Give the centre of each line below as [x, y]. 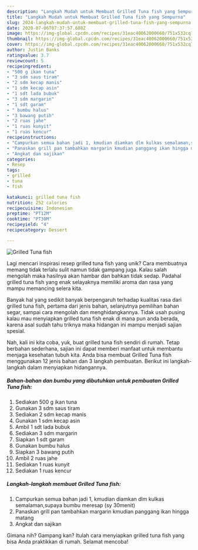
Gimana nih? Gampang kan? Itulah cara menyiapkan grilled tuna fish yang [95, 535]
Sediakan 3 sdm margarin [46, 433]
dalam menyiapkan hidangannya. [67, 367]
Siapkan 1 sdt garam [40, 439]
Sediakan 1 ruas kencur [43, 471]
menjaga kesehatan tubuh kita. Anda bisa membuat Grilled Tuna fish [89, 355]
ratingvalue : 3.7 [28, 55]
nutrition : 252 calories [37, 203]
